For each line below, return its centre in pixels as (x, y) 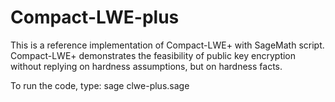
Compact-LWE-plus (95, 17)
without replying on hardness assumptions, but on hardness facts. (146, 66)
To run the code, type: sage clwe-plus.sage (100, 85)
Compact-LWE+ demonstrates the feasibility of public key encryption (153, 55)
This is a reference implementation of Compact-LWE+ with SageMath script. (167, 45)
